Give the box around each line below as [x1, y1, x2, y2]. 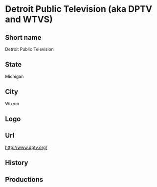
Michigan [5, 73, 24, 79]
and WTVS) [5, 14, 53, 25]
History [5, 159, 28, 167]
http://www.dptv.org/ [5, 144, 47, 150]
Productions [5, 175, 44, 184]
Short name [5, 33, 42, 42]
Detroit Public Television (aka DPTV [5, 3, 153, 15]
